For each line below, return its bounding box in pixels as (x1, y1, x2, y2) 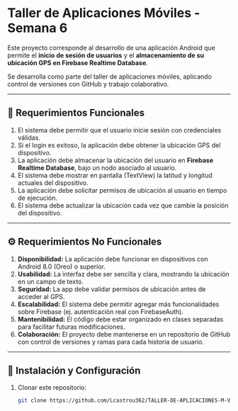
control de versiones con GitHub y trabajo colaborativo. (7, 79, 169, 88)
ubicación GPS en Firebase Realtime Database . (7, 58, 149, 67)
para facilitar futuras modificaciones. (17, 322, 125, 331)
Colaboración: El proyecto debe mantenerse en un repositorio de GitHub (17, 330, 231, 338)
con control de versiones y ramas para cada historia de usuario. (17, 337, 204, 346)
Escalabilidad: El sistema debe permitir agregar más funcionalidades (17, 300, 220, 308)
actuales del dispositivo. (17, 179, 89, 187)
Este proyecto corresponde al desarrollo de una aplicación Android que (7, 43, 216, 52)
